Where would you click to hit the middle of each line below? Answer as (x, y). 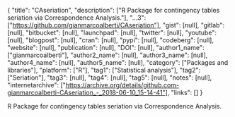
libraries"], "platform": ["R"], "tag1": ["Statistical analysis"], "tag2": (104, 70)
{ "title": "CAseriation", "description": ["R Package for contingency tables (114, 10)
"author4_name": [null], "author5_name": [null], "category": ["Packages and (118, 62)
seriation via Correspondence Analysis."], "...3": (77, 18)
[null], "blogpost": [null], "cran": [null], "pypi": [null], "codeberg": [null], (111, 40)
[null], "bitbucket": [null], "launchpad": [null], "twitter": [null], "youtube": (112, 32)
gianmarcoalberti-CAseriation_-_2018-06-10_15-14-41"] (87, 92)
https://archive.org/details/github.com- (122, 85)
